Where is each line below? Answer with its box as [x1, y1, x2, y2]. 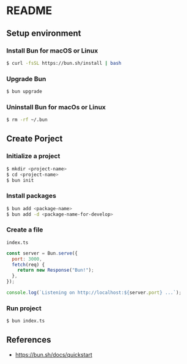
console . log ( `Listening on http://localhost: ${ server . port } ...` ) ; [6, 289, 182, 296]
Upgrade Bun [6, 75, 46, 83]
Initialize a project [6, 152, 61, 161]
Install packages [6, 192, 57, 200]
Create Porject [6, 134, 63, 144]
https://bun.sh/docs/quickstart [15, 351, 93, 358]
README [6, 4, 53, 18]
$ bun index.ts [6, 318, 45, 324]
